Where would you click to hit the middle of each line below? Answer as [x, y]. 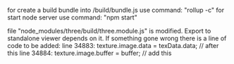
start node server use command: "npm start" [72, 17]
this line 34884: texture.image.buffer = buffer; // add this [90, 53]
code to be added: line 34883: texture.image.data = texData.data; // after [113, 46]
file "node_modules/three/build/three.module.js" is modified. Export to [109, 31]
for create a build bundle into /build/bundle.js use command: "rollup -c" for [116, 10]
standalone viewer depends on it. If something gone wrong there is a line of [117, 38]
